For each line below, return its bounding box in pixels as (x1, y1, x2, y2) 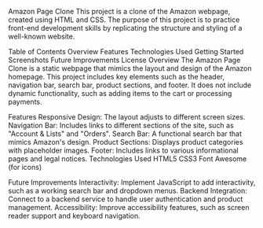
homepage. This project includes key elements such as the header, (8, 72, 225, 81)
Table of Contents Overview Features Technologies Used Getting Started (8, 47, 244, 56)
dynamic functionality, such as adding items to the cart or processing (8, 89, 232, 97)
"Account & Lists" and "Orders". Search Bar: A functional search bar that (8, 129, 242, 138)
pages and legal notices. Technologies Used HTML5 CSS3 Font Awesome (8, 154, 247, 164)
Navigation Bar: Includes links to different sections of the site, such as (8, 121, 234, 130)
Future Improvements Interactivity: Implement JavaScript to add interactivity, (8, 178, 256, 187)
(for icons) (8, 163, 42, 171)
